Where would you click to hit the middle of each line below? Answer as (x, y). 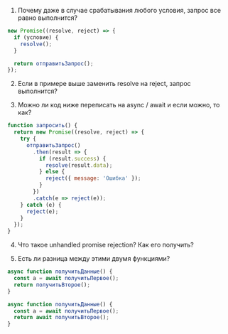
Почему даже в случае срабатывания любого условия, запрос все (119, 10)
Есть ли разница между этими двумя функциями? (94, 259)
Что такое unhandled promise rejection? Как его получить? (105, 245)
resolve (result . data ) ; (79, 165)
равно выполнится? (48, 18)
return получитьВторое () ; (52, 285)
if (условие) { (36, 37)
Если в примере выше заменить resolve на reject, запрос (104, 84)
